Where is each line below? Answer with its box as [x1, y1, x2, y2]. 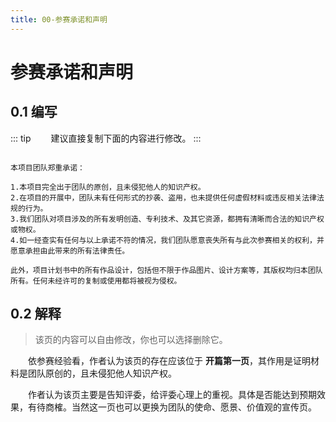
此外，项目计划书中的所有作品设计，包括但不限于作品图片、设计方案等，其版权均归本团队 [10, 265, 323, 275]
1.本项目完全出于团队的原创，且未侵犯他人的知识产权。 [10, 182, 206, 192]
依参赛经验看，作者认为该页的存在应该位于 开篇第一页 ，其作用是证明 [28, 355, 311, 367]
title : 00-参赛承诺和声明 [10, 14, 108, 25]
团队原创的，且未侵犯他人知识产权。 [27, 367, 177, 380]
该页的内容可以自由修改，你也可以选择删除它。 [34, 334, 228, 346]
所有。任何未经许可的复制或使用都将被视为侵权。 [10, 276, 182, 286]
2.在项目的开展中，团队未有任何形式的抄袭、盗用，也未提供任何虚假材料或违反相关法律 [10, 192, 317, 203]
